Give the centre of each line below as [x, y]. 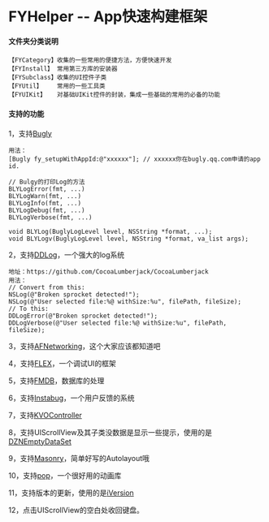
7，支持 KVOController [46, 415]
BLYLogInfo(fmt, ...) [45, 203]
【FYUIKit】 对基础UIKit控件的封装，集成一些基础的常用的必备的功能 [115, 95]
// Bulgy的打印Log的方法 [47, 182]
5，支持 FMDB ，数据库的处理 [56, 380]
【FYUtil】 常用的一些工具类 [57, 86]
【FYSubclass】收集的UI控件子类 [58, 78]
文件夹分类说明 [33, 41]
